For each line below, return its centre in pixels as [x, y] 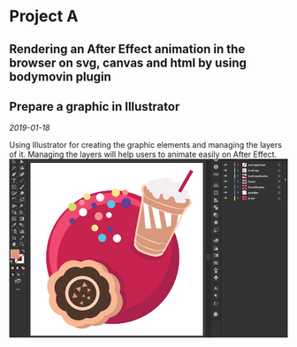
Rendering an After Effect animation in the [127, 49]
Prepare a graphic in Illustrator [95, 107]
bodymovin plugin [61, 77]
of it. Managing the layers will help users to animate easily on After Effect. [143, 154]
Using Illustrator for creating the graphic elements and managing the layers [146, 145]
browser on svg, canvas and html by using [128, 62]
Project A [44, 16]
